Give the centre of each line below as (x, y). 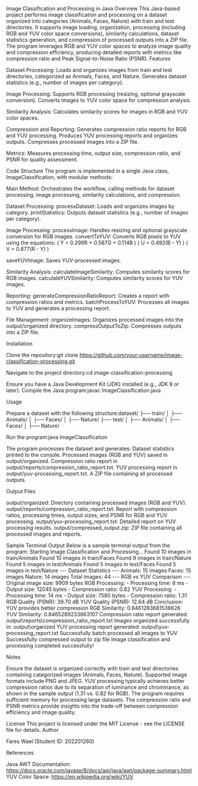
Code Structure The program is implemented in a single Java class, (88, 171)
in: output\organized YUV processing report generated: (73, 627)
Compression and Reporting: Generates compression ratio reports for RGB (96, 129)
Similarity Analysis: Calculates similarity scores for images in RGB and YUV (97, 112)
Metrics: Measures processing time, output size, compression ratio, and (93, 153)
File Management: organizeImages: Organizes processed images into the (95, 320)
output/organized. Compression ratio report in (62, 461)
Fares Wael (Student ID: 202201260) (50, 741)
